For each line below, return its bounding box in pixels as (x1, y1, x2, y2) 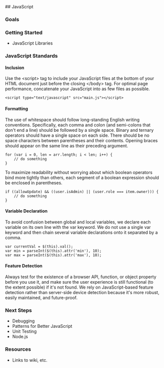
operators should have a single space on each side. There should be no (5, 132, 150, 138)
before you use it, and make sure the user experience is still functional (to (5, 279, 153, 285)
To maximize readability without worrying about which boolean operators (5, 169, 153, 175)
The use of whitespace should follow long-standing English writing (5, 117, 140, 123)
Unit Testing (12, 328, 37, 334)
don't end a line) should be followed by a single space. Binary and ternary (5, 127, 154, 133)
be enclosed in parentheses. (5, 180, 63, 186)
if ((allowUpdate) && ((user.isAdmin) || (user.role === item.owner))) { (5, 189, 159, 194)
